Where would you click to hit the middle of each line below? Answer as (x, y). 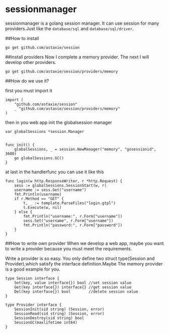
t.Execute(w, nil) (43, 208)
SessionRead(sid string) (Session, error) (59, 313)
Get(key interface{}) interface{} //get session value (73, 287)
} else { (23, 212)
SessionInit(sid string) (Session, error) (59, 309)
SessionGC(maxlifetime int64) (46, 322)
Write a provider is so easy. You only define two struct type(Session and (80, 258)
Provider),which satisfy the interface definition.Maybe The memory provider (84, 263)
